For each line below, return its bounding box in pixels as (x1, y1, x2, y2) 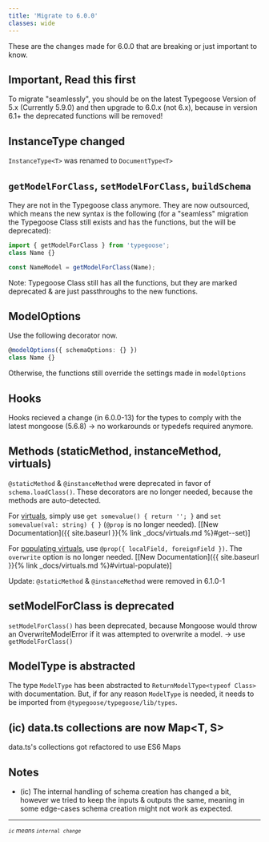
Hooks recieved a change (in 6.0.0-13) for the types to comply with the (8, 412, 242, 422)
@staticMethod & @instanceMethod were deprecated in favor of (8, 478, 211, 488)
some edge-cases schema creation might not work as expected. (19, 804, 233, 813)
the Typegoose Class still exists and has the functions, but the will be (8, 217, 236, 227)
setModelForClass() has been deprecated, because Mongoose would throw (8, 621, 258, 630)
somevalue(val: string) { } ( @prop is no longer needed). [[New (8, 519, 219, 529)
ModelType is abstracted (8, 659, 136, 673)
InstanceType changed (8, 134, 126, 148)
